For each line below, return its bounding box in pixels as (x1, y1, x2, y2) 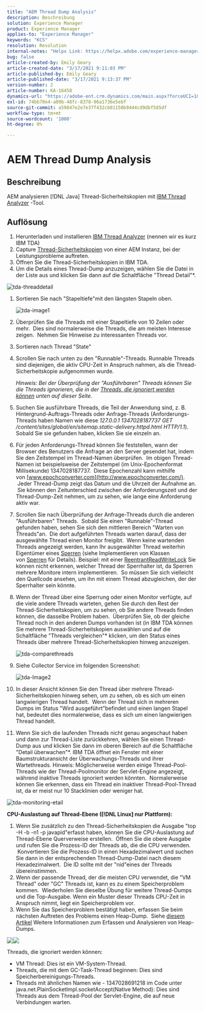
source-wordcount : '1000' (7, 116, 72, 122)
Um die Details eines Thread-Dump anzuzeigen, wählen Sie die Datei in (15, 264, 194, 272)
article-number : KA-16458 (7, 88, 72, 94)
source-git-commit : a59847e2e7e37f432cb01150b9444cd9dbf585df (7, 104, 167, 111)
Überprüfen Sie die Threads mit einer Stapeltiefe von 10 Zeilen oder (15, 318, 185, 326)
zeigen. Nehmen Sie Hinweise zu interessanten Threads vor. (15, 331, 168, 338)
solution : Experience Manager (7, 20, 84, 26)
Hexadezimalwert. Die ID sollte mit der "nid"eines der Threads (15, 861, 172, 868)
